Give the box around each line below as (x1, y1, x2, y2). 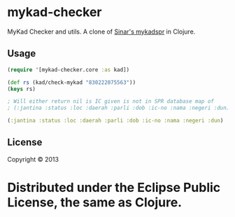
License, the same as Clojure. (7, 195, 183, 210)
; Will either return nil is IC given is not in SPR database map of (7, 98, 215, 105)
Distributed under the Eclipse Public (7, 180, 221, 195)
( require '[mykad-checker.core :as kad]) (7, 66, 130, 73)
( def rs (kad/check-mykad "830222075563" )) (7, 78, 136, 86)
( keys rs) (7, 85, 36, 92)
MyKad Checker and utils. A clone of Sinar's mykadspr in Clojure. (7, 27, 196, 36)
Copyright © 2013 (7, 155, 59, 163)
